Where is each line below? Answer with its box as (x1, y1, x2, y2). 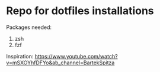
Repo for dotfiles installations (6, 4, 154, 18)
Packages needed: (6, 24, 52, 31)
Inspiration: (6, 53, 34, 60)
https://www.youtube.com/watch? (34, 53, 118, 60)
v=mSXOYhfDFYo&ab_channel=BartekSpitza (6, 59, 115, 66)
